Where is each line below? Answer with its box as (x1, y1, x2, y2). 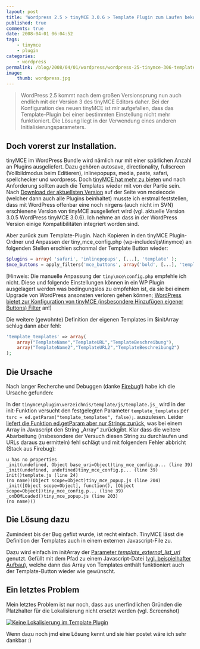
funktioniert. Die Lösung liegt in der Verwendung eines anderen (20, 117, 177, 124)
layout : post (6, 8, 39, 15)
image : (6, 70, 23, 76)
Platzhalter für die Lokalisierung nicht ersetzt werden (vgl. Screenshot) (6, 607, 180, 614)
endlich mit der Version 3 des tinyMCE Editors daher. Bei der (20, 98, 170, 105)
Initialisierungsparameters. (20, 124, 86, 131)
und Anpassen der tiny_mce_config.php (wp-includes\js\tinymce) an (24, 238, 192, 245)
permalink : (6, 64, 33, 71)
